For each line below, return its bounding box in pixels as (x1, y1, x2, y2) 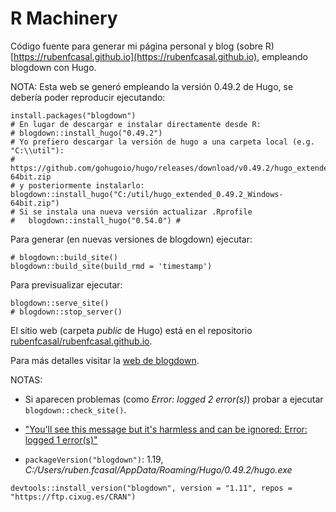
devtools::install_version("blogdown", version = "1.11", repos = (10, 483, 293, 493)
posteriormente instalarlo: (28, 180, 145, 191)
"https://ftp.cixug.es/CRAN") (10, 492, 137, 502)
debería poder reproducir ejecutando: (10, 91, 166, 103)
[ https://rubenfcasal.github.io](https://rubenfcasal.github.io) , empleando (10, 50, 308, 62)
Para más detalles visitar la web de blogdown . (10, 354, 200, 366)
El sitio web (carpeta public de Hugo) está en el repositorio (10, 324, 253, 336)
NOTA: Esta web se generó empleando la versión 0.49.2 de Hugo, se (10, 80, 294, 92)
